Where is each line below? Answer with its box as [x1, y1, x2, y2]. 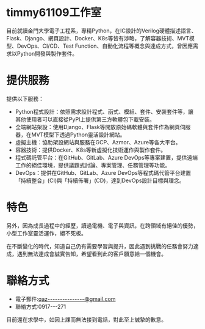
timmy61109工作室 [6, 6, 102, 20]
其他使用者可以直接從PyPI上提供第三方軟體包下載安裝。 [15, 116, 156, 123]
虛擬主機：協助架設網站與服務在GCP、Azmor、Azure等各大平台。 [15, 138, 181, 146]
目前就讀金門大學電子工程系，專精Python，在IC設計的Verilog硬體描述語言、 [6, 27, 197, 34]
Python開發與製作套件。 [16, 50, 78, 57]
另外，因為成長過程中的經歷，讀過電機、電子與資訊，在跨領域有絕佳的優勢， [6, 221, 199, 229]
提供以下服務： [6, 95, 44, 102]
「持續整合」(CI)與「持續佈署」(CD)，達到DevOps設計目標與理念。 [15, 177, 185, 184]
